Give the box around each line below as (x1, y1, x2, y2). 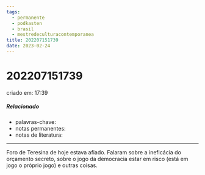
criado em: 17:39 (6, 89, 48, 96)
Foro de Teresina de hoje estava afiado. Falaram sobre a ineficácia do (6, 148, 182, 156)
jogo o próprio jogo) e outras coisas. (6, 162, 98, 169)
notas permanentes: (15, 125, 66, 132)
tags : (6, 9, 20, 15)
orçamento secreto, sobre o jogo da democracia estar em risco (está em (6, 155, 189, 162)
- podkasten (12, 20, 43, 26)
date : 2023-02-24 (6, 43, 51, 49)
